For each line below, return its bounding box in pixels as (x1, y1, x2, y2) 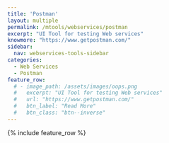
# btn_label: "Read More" (13, 103, 97, 110)
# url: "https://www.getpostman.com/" (13, 96, 134, 103)
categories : (7, 57, 42, 64)
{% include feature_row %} (7, 128, 86, 137)
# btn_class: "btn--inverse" (13, 109, 106, 116)
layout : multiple (7, 17, 59, 24)
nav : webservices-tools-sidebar (13, 50, 110, 57)
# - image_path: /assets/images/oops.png (13, 83, 138, 90)
